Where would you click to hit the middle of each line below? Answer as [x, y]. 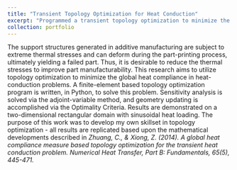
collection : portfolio [41, 27]
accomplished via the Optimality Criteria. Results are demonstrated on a [112, 108]
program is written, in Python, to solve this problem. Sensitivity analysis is [115, 92]
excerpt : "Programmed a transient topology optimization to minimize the [119, 21]
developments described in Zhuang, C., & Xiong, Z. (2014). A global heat [114, 137]
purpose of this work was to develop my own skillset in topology [101, 123]
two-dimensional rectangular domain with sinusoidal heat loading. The [110, 115]
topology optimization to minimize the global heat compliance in [101, 77]
